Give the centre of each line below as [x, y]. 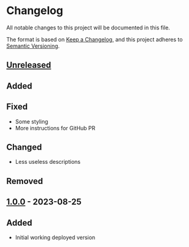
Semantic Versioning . [33, 46]
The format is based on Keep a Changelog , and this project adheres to [94, 39]
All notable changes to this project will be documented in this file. [88, 28]
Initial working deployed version [55, 237]
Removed [25, 181]
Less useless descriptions [48, 162]
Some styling [32, 121]
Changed [24, 147]
